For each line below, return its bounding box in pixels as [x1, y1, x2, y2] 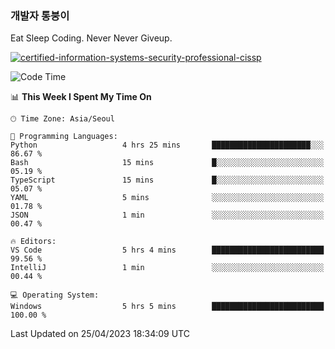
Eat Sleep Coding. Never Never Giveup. [10, 32, 173, 44]
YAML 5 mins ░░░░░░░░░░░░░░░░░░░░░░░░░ [10, 193, 325, 203]
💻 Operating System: [10, 290, 100, 301]
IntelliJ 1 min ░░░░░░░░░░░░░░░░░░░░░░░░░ [10, 263, 325, 273]
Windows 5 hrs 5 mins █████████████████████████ [10, 302, 325, 312]
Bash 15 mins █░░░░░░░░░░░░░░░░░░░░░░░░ [10, 158, 325, 168]
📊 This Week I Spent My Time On [10, 91, 152, 103]
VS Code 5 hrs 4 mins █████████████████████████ [10, 245, 325, 256]
